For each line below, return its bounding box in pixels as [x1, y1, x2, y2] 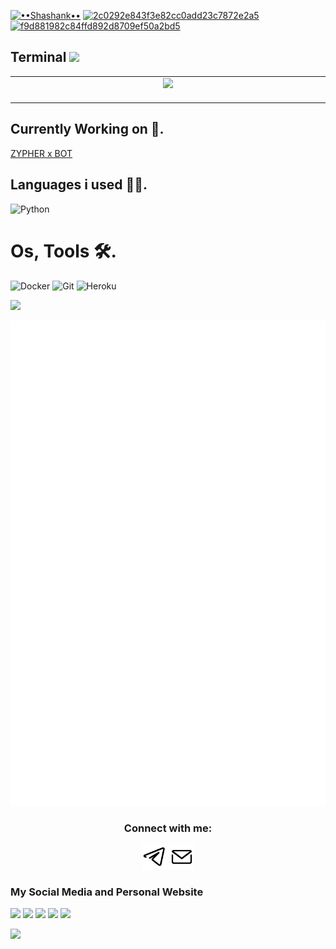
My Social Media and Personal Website [10, 885, 204, 899]
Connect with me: [123, 821, 213, 835]
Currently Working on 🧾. [10, 121, 165, 138]
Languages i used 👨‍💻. [10, 176, 148, 194]
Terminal [10, 49, 67, 66]
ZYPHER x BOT [10, 147, 73, 159]
